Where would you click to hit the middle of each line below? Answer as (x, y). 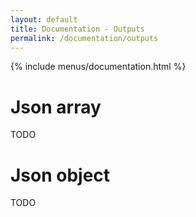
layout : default (44, 19)
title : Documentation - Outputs (77, 29)
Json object (60, 175)
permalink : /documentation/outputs (84, 38)
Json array (56, 107)
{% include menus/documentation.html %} (98, 67)
